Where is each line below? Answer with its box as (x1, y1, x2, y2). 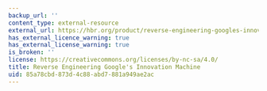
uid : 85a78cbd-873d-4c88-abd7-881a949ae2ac (8, 70, 155, 78)
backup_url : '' (8, 11, 59, 20)
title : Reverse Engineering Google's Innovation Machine (8, 63, 201, 71)
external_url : (8, 26, 56, 34)
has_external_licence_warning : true (8, 33, 130, 42)
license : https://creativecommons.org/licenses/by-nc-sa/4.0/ (8, 56, 219, 64)
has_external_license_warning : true (8, 41, 130, 49)
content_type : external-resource (8, 19, 119, 27)
